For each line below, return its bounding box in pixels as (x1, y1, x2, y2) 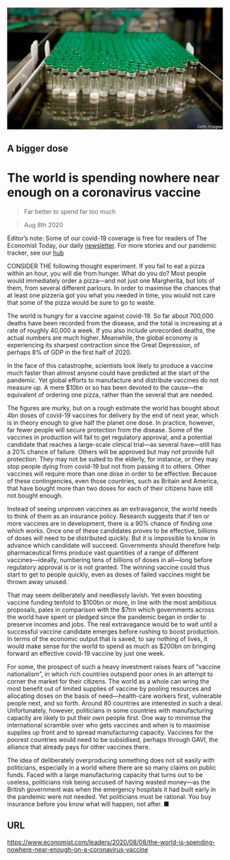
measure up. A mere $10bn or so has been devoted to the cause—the (7, 383, 203, 391)
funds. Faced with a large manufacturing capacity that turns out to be (7, 770, 203, 779)
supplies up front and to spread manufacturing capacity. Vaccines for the (7, 728, 214, 736)
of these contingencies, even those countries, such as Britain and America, (7, 476, 219, 485)
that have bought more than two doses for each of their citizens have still (7, 484, 214, 492)
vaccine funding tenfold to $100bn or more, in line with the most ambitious (7, 598, 217, 606)
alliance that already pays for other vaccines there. (7, 743, 151, 751)
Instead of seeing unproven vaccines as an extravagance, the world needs (7, 504, 218, 513)
